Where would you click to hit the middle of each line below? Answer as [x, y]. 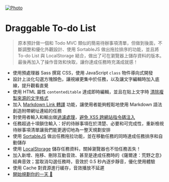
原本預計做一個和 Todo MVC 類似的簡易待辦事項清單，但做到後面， [88, 43]
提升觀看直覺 [35, 85]
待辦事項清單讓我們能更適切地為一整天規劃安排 [61, 130]
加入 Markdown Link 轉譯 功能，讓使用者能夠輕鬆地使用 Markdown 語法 [87, 104]
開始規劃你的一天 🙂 [32, 174]
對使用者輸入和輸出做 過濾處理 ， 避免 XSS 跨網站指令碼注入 [74, 117]
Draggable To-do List [51, 28]
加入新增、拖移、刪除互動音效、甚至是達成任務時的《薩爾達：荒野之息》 [88, 155]
